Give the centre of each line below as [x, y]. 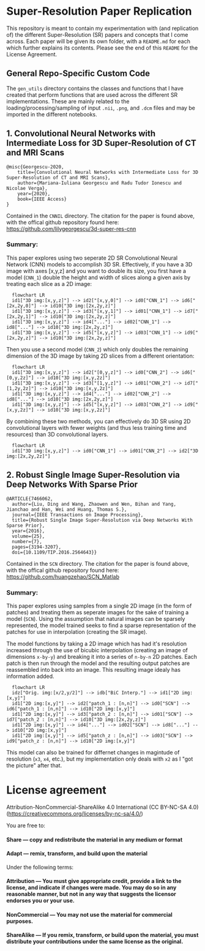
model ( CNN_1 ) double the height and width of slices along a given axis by [99, 277]
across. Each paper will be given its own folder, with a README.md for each [99, 41]
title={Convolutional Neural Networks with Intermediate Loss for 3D [108, 172]
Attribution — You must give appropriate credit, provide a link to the [94, 881]
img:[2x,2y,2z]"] [28, 456]
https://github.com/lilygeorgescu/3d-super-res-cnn [71, 228]
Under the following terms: [40, 867]
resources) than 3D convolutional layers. [57, 434]
